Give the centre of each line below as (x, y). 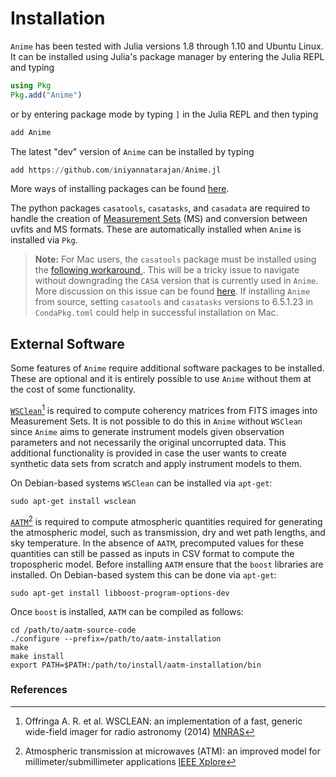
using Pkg (31, 85)
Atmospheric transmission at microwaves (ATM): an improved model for (172, 751)
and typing (32, 67)
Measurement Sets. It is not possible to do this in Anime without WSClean (156, 421)
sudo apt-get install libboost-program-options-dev (120, 593)
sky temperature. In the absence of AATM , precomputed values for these (157, 543)
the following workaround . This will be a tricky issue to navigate (167, 270)
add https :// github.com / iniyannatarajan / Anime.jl (116, 170)
